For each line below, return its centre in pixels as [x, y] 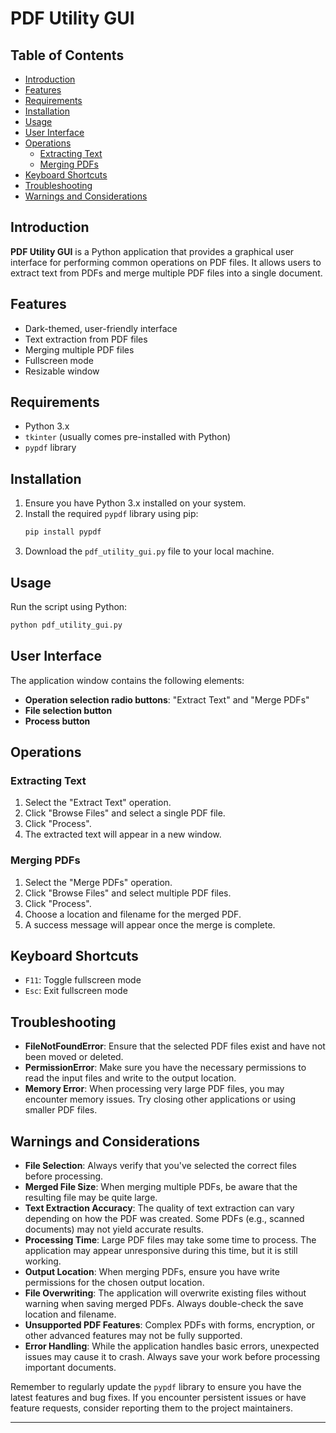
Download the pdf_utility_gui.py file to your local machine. [149, 551]
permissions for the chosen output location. [114, 1283]
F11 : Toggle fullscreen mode [83, 980]
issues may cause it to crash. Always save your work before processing [172, 1357]
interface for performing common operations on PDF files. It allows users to [166, 262]
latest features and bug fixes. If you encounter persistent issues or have [158, 1398]
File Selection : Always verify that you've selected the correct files [160, 1166]
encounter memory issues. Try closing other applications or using [160, 1099]
